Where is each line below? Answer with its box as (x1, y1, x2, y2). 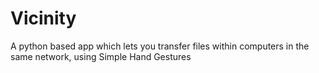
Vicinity (10, 7, 77, 30)
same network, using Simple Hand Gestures (10, 50, 192, 62)
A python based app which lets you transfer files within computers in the (10, 40, 310, 52)
